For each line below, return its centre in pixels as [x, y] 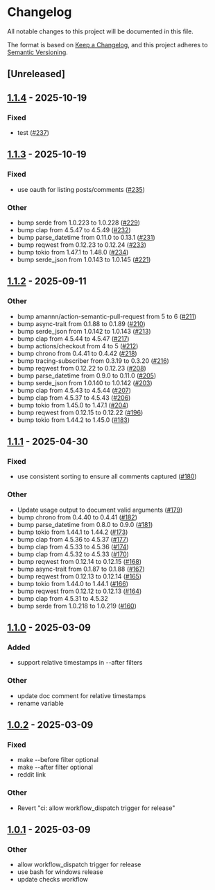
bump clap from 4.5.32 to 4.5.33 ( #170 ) [73, 554]
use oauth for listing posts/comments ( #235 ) [81, 189]
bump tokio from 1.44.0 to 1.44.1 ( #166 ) [72, 583]
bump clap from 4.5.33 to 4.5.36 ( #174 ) [73, 547]
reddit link [32, 775]
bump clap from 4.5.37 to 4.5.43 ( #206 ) [74, 398]
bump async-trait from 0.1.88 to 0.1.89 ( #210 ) [81, 323]
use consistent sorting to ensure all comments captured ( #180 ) [107, 476]
